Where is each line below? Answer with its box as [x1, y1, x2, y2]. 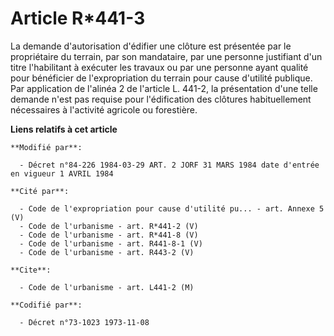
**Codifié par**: [10, 300, 83, 310]
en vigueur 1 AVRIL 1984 [10, 168, 114, 179]
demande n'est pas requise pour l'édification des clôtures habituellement [10, 93, 312, 105]
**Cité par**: [10, 186, 70, 196]
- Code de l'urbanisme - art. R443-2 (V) [19, 247, 195, 257]
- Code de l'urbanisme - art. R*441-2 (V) [19, 221, 199, 231]
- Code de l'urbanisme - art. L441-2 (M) [19, 282, 195, 292]
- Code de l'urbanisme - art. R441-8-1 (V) [19, 238, 203, 249]
